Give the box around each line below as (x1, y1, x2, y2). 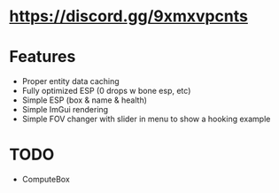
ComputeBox (21, 174, 71, 185)
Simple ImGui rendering (21, 104, 109, 115)
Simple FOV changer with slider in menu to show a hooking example (21, 113, 271, 125)
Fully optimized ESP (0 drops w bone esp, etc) (21, 86, 191, 96)
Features (9, 47, 76, 67)
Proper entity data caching (21, 76, 120, 87)
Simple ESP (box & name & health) (21, 95, 148, 105)
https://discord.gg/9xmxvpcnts (9, 6, 248, 27)
